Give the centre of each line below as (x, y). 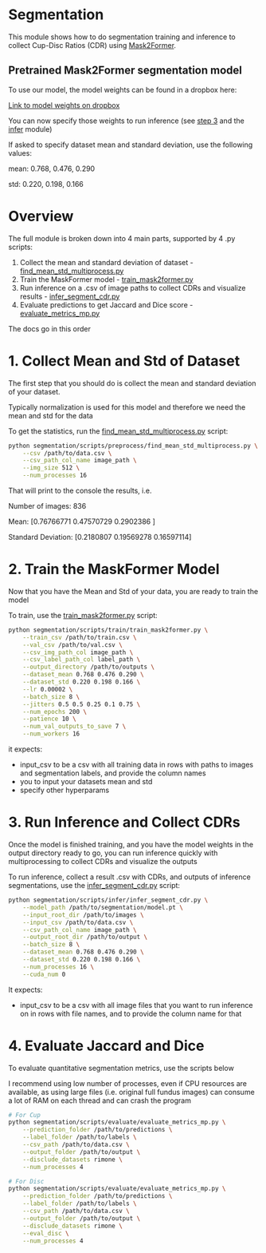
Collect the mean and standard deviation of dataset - (106, 262)
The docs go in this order (50, 328)
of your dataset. (35, 391)
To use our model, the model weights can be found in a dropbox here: (123, 89)
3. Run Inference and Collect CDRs (124, 822)
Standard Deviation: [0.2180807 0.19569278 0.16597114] (100, 537)
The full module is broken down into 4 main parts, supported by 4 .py (122, 238)
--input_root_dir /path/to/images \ (84, 915)
